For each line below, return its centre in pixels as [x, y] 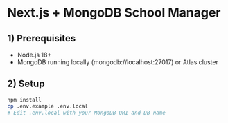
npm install [24, 100]
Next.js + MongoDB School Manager [114, 13]
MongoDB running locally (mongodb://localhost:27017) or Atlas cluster [117, 62]
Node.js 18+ [34, 55]
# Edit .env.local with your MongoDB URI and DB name [87, 113]
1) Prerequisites [42, 38]
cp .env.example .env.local [48, 106]
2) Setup [26, 84]
